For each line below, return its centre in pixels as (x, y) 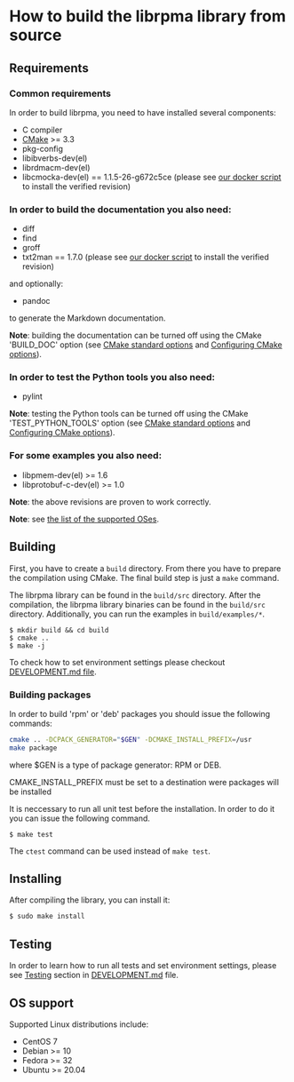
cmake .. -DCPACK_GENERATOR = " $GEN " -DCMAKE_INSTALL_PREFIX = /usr (131, 739)
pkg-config (43, 148)
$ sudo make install (48, 917)
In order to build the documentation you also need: (120, 209)
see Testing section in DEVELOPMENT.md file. (94, 975)
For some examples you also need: (86, 456)
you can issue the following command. (80, 818)
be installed (30, 792)
